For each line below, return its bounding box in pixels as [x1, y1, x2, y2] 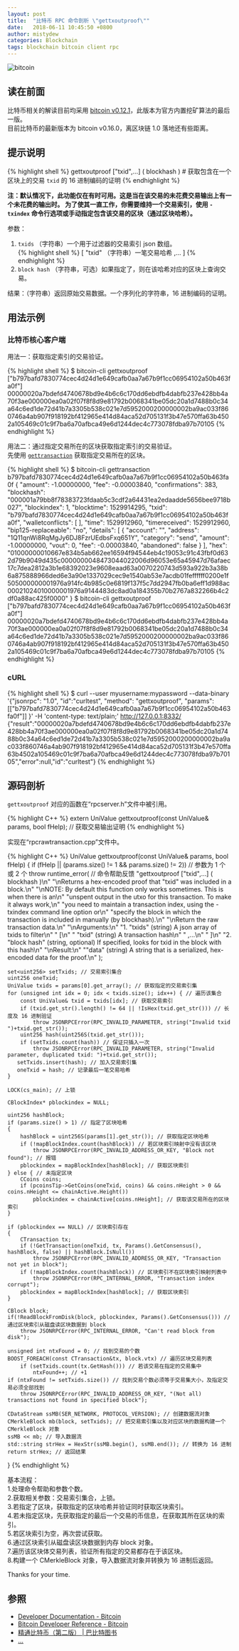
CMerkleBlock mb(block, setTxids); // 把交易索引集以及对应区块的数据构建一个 [7, 1418, 226, 1425]
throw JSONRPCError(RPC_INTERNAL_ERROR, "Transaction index [33, 1275, 215, 1282]
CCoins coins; [20, 1176, 62, 1183]
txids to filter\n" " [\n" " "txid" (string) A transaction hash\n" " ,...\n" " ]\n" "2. [7, 931, 232, 939]
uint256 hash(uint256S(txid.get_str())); [20, 1031, 144, 1039]
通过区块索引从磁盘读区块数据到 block [7, 1321, 107, 1328]
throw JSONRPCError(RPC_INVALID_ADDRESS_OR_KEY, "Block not [33, 1147, 215, 1154]
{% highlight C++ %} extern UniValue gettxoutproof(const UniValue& [7, 814, 209, 823]
